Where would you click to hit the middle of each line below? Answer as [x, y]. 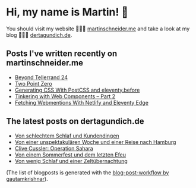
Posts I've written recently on [62, 54]
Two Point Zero [33, 83]
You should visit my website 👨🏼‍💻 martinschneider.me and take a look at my [98, 29]
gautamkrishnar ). [27, 178]
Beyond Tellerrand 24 [41, 77]
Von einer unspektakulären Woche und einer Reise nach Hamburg [95, 142]
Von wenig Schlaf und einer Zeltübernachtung [71, 161]
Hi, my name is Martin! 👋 [67, 12]
